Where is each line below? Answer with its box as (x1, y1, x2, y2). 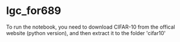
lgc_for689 (6, 4, 61, 17)
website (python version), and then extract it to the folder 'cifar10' (6, 29, 166, 36)
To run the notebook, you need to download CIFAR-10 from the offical (6, 23, 175, 30)
